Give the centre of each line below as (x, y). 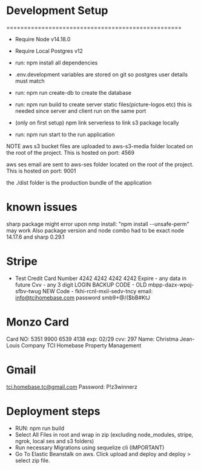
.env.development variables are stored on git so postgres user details (101, 74)
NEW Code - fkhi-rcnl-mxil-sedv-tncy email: (97, 291)
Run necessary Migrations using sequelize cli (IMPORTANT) (90, 448)
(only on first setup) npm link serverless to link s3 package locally (97, 123)
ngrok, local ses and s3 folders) (54, 441)
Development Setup (57, 11)
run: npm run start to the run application (65, 134)
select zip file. (32, 460)
